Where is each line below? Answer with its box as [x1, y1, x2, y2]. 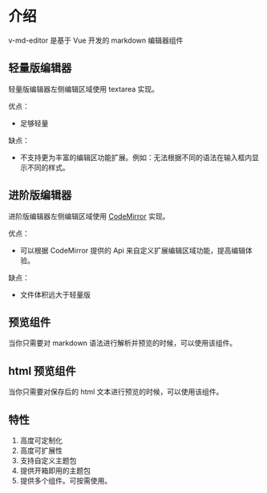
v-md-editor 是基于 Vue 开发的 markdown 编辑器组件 [8, 35, 184, 45]
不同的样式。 [26, 162, 70, 172]
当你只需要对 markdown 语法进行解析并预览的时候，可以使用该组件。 [8, 339, 237, 348]
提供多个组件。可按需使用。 [19, 476, 112, 485]
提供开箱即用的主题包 [19, 466, 91, 475]
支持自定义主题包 [19, 456, 77, 465]
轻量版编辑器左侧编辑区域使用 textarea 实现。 [8, 84, 159, 93]
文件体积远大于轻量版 [19, 290, 91, 299]
